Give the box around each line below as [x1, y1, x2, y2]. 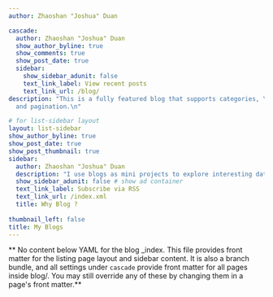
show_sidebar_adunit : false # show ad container [15, 177, 184, 186]
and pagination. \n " [15, 103, 82, 111]
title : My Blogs [8, 223, 63, 231]
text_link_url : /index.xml [15, 193, 107, 201]
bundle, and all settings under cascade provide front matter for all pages [8, 262, 248, 273]
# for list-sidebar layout [8, 117, 100, 125]
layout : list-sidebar [8, 124, 82, 133]
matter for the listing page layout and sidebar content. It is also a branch [8, 254, 250, 264]
